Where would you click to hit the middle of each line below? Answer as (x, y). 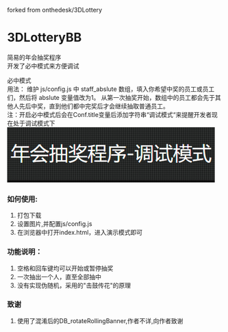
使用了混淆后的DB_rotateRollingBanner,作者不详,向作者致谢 (100, 320)
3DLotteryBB (45, 38)
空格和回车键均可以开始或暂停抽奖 (65, 268)
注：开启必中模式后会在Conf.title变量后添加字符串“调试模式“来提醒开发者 (110, 114)
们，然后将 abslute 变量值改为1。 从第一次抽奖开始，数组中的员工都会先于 (111, 97)
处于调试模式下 (34, 123)
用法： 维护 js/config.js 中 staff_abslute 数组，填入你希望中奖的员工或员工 (111, 89)
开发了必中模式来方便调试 (43, 66)
